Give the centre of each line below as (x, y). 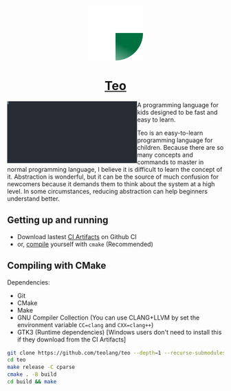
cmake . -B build (32, 375)
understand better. (33, 199)
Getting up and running (58, 220)
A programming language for (178, 104)
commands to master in (170, 162)
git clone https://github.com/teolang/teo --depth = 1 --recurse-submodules (117, 353)
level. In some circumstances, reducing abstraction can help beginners (108, 191)
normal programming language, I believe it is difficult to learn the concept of (115, 169)
